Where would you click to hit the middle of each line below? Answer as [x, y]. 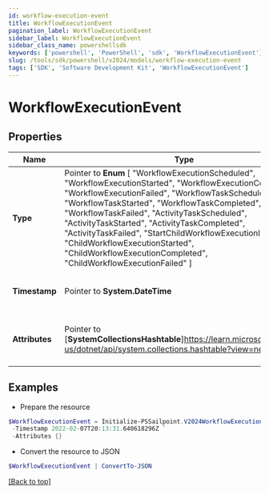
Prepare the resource [55, 407]
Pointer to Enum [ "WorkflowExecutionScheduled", [160, 173]
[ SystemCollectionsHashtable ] [124, 339]
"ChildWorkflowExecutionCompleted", [136, 253]
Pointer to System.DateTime [118, 291]
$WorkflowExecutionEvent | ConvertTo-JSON [80, 466]
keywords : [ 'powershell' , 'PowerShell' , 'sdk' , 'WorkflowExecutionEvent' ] [136, 53]
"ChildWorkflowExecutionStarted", [129, 243]
